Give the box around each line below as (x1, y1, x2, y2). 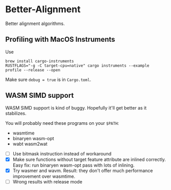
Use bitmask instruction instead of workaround (12, 150, 111, 156)
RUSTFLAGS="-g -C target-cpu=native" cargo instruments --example (5, 63, 150, 68)
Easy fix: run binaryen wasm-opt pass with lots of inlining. (12, 162, 135, 168)
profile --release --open (5, 67, 60, 72)
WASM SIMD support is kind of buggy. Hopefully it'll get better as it (5, 104, 147, 111)
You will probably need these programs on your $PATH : (5, 120, 119, 126)
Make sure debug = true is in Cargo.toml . (5, 76, 91, 83)
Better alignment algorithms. (5, 20, 65, 26)
